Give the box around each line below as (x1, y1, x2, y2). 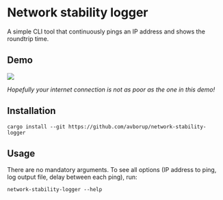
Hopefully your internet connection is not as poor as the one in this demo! (7, 85, 215, 94)
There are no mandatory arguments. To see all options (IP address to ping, (7, 166, 217, 174)
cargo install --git (7, 123, 66, 130)
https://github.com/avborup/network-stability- (68, 123, 207, 130)
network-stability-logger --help (7, 186, 103, 193)
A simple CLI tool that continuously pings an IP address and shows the (7, 27, 205, 35)
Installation (7, 105, 56, 117)
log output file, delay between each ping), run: (7, 173, 137, 182)
